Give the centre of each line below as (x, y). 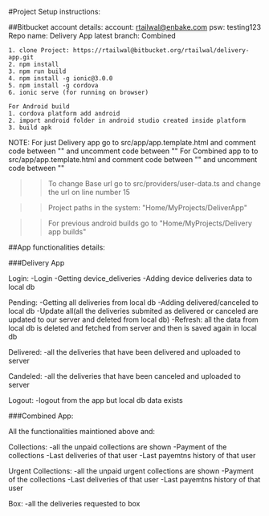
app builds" (67, 232)
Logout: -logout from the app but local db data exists (96, 400)
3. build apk (30, 128)
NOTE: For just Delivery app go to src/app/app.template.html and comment (132, 142)
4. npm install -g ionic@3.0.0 (61, 79)
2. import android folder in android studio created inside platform (127, 120)
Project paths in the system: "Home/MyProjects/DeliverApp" (147, 207)
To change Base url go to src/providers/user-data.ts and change (154, 183)
